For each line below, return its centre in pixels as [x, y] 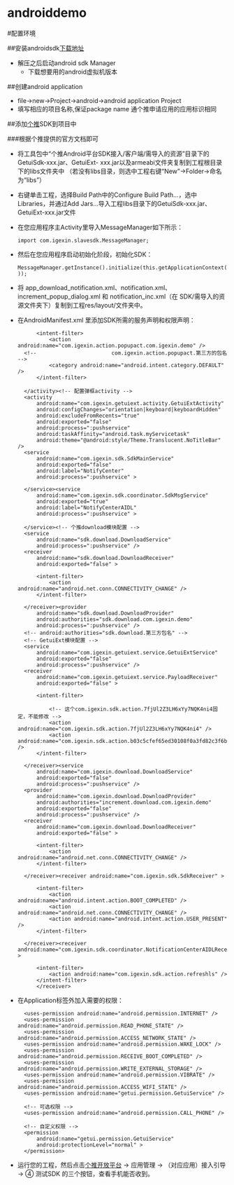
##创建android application [45, 86]
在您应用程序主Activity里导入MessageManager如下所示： [100, 227]
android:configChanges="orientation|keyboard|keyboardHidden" [129, 409]
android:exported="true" [72, 501]
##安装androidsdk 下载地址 [46, 48]
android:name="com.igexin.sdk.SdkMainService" [105, 458]
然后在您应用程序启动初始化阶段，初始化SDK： [85, 254]
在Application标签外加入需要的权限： [71, 1000]
